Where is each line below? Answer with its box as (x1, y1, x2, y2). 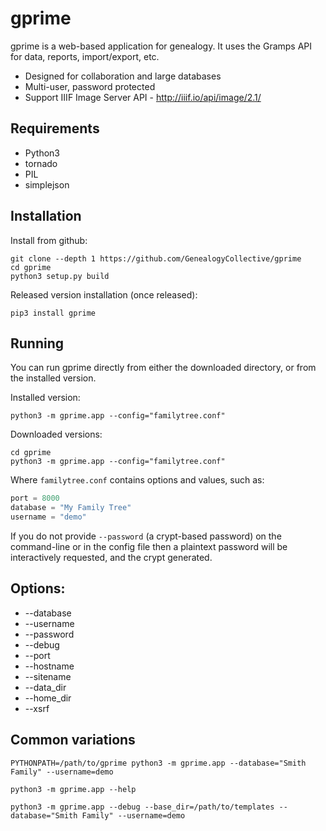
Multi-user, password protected (24, 80, 156, 92)
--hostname (24, 660, 75, 672)
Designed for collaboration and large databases (24, 70, 222, 82)
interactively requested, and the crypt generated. (10, 552, 213, 563)
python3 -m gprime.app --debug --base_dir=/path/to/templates (10, 802, 275, 812)
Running (10, 335, 65, 352)
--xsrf (24, 702, 50, 714)
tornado (24, 157, 58, 169)
